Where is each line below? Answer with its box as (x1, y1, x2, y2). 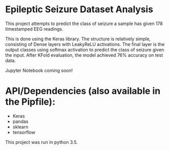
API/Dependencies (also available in (5, 85, 161, 97)
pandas (12, 118, 29, 124)
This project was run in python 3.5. (5, 139, 78, 145)
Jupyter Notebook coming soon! (5, 67, 73, 73)
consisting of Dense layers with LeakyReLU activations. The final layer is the (5, 41, 165, 47)
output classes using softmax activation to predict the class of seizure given (5, 46, 164, 53)
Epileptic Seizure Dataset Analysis (5, 4, 153, 15)
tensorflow (12, 129, 36, 135)
